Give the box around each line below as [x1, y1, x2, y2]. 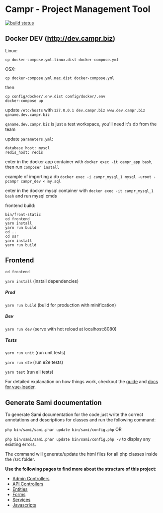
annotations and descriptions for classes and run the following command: [5, 417, 156, 423]
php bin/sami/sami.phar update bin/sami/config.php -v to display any [5, 436, 151, 442]
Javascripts [12, 502, 36, 508]
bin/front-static [5, 212, 41, 217]
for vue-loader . [5, 384, 36, 390]
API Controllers [12, 481, 44, 487]
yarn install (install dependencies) [5, 278, 79, 284]
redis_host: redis [5, 150, 43, 155]
